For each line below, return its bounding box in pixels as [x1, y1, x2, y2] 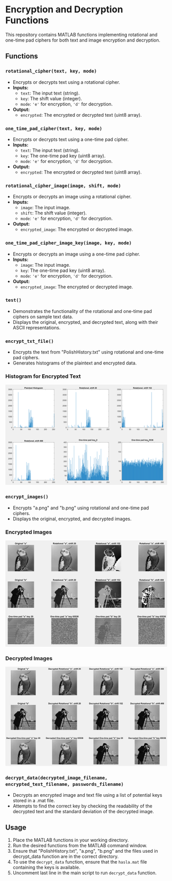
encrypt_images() [5, 494, 49, 500]
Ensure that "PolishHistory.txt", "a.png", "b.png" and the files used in [12, 848, 158, 854]
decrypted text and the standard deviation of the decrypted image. [12, 808, 154, 814]
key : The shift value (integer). [20, 95, 82, 101]
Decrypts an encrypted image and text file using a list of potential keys [12, 792, 163, 798]
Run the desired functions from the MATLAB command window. [12, 842, 147, 849]
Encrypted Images [5, 528, 52, 536]
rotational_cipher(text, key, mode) [5, 68, 97, 74]
